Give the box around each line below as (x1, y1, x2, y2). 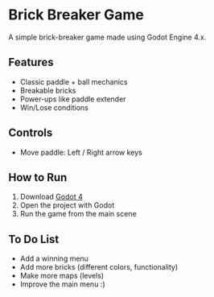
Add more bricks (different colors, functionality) (19, 262, 179, 272)
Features (8, 56, 54, 69)
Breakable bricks (19, 85, 76, 95)
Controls (8, 126, 53, 140)
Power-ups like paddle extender (19, 94, 126, 104)
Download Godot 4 (19, 192, 83, 202)
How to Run (8, 171, 68, 184)
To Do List (8, 232, 60, 246)
